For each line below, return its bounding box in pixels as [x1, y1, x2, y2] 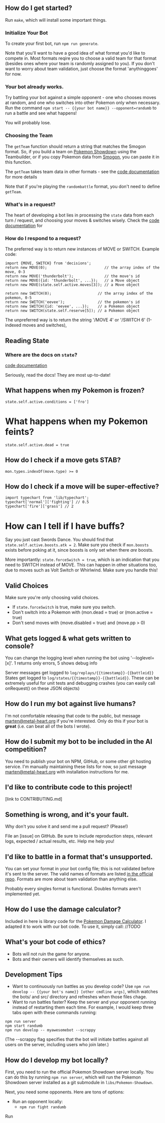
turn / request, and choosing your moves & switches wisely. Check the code [5, 217, 160, 223]
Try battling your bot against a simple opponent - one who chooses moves [5, 95, 157, 101]
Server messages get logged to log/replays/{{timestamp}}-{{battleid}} [5, 669, 154, 675]
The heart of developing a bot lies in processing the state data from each [5, 212, 154, 218]
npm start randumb [5, 1023, 43, 1028]
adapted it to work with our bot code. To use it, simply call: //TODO [5, 923, 141, 929]
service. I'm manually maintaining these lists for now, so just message [5, 764, 147, 770]
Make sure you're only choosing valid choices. [5, 595, 99, 600]
